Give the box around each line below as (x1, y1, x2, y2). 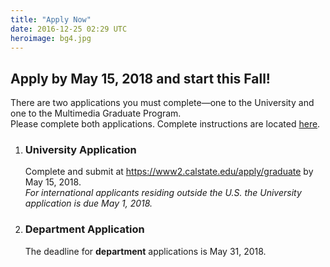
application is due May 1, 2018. (24, 197, 153, 210)
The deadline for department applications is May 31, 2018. (24, 245, 267, 257)
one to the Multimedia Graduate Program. (10, 107, 182, 120)
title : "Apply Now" (10, 14, 92, 25)
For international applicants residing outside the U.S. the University (24, 187, 302, 199)
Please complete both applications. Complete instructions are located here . (10, 118, 321, 130)
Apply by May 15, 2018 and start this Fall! (10, 70, 271, 87)
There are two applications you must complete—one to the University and (10, 97, 315, 109)
